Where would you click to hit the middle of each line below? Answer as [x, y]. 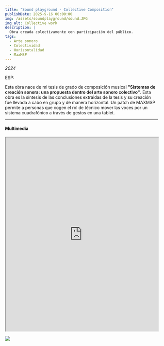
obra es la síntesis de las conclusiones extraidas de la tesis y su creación [78, 97]
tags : [10, 37]
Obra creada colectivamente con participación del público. [71, 32]
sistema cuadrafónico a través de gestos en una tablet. [60, 113]
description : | [20, 28]
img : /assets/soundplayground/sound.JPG [47, 18]
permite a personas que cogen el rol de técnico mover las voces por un [76, 108]
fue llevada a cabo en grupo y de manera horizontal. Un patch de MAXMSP [80, 103]
